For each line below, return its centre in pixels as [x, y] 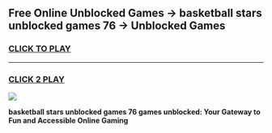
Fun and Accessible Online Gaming [68, 120]
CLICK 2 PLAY [36, 79]
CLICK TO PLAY [40, 49]
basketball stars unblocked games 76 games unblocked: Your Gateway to [134, 111]
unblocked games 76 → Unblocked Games [117, 26]
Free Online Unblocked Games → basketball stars [135, 13]
